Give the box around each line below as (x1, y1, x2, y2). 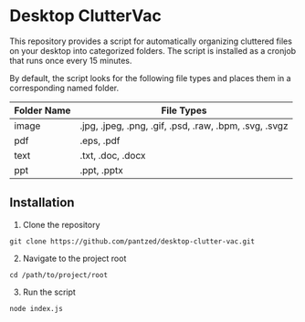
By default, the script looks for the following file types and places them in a (9, 72, 291, 83)
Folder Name (14, 104, 71, 117)
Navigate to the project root (22, 253, 127, 264)
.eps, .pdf (79, 134, 121, 147)
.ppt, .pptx (79, 163, 123, 176)
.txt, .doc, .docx (79, 149, 146, 161)
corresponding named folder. (9, 82, 120, 93)
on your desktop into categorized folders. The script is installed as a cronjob (9, 45, 297, 56)
